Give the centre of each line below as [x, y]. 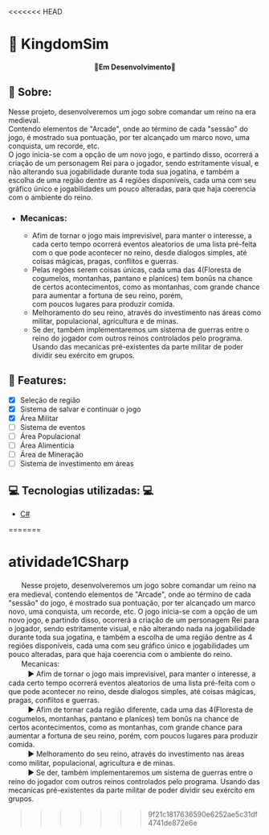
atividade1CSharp [69, 562]
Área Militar [39, 418]
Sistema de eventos [53, 427]
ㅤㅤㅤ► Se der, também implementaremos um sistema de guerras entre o [130, 772]
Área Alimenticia [47, 445]
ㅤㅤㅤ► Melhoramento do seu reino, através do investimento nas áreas [126, 754]
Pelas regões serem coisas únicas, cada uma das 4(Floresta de [137, 270]
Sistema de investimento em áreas [77, 464]
